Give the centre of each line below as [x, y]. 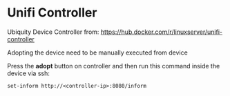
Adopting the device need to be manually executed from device [97, 52]
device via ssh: [28, 73]
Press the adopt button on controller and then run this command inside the [114, 66]
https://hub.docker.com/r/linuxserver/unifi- [162, 32]
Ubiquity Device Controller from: [53, 32]
